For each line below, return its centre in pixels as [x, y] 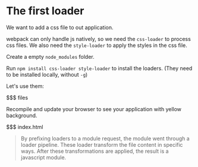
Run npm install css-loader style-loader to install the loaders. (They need [99, 68]
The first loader [45, 11]
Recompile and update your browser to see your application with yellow [94, 109]
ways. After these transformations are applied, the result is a [95, 151]
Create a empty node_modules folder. [51, 56]
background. [22, 115]
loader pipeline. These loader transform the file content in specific [102, 144]
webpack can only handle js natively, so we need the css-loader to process [99, 39]
